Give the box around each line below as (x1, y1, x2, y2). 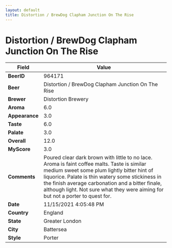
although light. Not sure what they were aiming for (43, 186, 164, 193)
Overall (8, 137, 26, 144)
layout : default (5, 7, 40, 13)
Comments (8, 173, 36, 180)
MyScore (8, 146, 31, 153)
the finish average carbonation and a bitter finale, (43, 180, 162, 187)
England (43, 209, 63, 216)
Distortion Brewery (43, 96, 89, 103)
